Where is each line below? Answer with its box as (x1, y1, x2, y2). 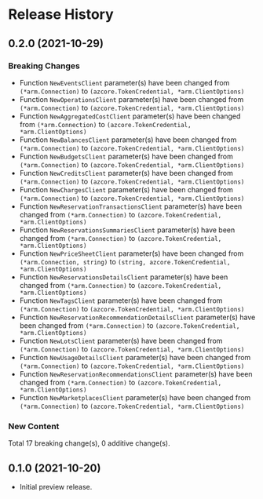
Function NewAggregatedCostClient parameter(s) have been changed (19, 111, 241, 121)
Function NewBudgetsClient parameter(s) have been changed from (19, 151, 234, 161)
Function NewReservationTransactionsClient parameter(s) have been (19, 202, 243, 211)
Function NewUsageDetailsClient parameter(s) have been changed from (19, 352, 251, 362)
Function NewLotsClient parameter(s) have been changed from (19, 336, 223, 345)
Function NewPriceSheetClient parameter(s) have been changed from (19, 249, 244, 258)
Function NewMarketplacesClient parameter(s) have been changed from (19, 392, 251, 402)
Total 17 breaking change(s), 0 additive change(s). (8, 439, 170, 448)
